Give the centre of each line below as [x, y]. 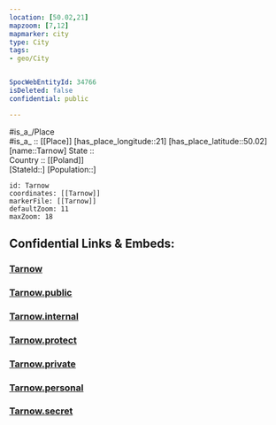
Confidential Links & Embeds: [92, 244]
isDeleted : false [41, 90]
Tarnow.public [41, 292]
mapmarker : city [39, 34]
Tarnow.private [43, 364]
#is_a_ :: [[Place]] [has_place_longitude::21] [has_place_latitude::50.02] [138, 141]
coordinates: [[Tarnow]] [55, 193]
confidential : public [49, 98]
